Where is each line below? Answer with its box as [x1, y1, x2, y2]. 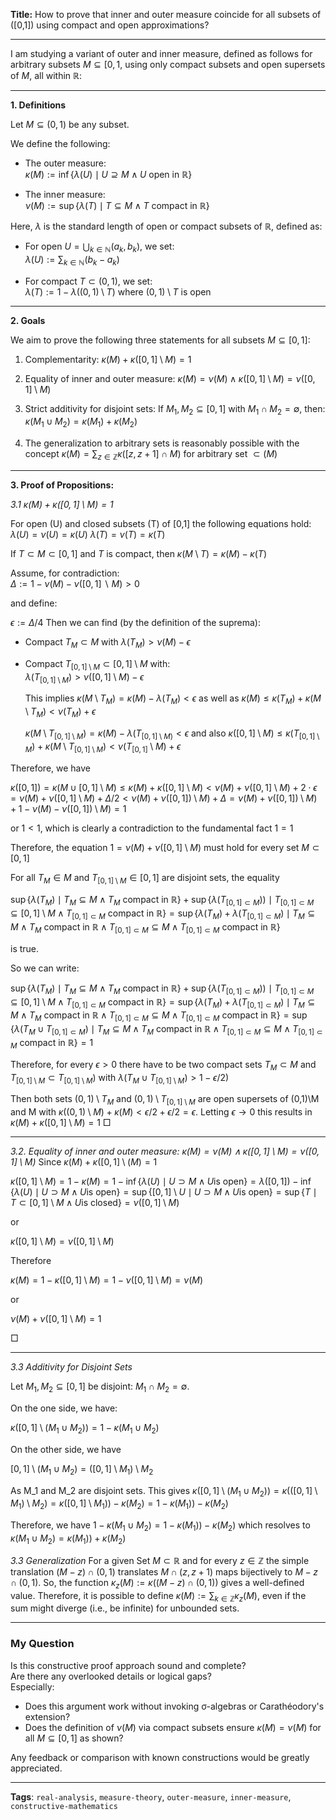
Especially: [10, 1680, 55, 1693]
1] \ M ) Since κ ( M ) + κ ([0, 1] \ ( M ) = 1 [10, 1156, 158, 1168]
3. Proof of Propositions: [10, 479, 115, 491]
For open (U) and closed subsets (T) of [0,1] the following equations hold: [10, 517, 312, 529]
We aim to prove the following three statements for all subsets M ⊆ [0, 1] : [10, 334, 311, 346]
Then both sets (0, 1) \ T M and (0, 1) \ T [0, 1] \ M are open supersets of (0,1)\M [10, 1093, 320, 1108]
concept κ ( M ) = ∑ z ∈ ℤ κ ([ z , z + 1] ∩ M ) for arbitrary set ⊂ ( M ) [24, 448, 278, 462]
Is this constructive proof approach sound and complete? [10, 1659, 247, 1671]
